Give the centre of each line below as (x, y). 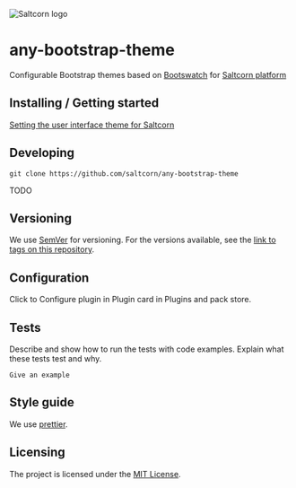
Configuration (49, 278)
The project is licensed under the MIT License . (95, 474)
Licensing (37, 453)
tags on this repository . (52, 249)
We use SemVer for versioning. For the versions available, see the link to (143, 240)
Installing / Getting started (84, 103)
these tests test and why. (56, 358)
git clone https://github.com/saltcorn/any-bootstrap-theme (124, 174)
